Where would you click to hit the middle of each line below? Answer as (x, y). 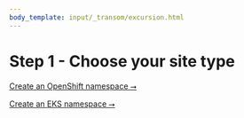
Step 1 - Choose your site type (122, 61)
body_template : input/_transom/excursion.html (97, 17)
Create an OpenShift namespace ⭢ (73, 86)
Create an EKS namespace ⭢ (62, 104)
